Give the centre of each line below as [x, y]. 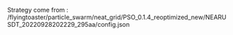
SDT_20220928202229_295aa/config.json [69, 24]
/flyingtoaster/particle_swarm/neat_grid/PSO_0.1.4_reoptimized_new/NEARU [117, 17]
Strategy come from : [38, 10]
